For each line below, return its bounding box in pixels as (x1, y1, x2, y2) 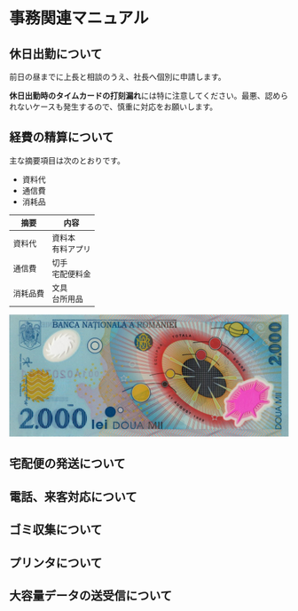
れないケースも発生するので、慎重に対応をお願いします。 (9, 101, 218, 112)
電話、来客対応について (9, 489, 137, 504)
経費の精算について (9, 130, 114, 145)
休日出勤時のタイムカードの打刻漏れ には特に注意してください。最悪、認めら (9, 91, 288, 100)
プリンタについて (9, 555, 103, 570)
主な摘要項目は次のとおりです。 (9, 155, 126, 165)
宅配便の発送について (9, 456, 126, 472)
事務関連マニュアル (9, 8, 149, 28)
